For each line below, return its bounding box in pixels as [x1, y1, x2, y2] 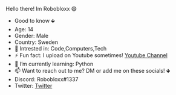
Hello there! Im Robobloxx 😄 [5, 5, 77, 12]
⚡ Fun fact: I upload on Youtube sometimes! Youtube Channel [14, 52, 168, 59]
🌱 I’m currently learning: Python [14, 60, 94, 67]
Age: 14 [14, 26, 34, 32]
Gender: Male [14, 32, 49, 39]
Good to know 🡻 [14, 17, 55, 24]
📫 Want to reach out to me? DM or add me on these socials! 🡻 [14, 67, 171, 74]
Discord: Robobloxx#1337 [14, 76, 79, 83]
